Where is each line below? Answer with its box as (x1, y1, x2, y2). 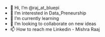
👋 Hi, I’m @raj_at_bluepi (10, 5, 60, 10)
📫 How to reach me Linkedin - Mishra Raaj (10, 26, 100, 32)
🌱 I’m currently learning (10, 15, 59, 21)
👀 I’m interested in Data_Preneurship (10, 10, 86, 16)
